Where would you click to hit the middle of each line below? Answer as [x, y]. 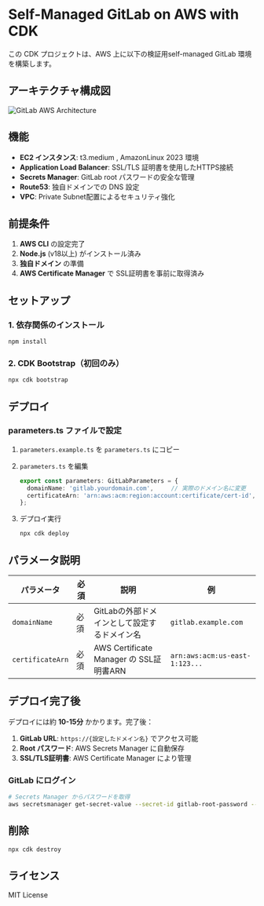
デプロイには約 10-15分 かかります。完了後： [81, 722]
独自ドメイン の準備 [51, 264]
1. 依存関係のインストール [56, 325]
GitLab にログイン [42, 780]
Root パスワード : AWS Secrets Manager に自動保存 [102, 748]
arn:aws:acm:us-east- [211, 656]
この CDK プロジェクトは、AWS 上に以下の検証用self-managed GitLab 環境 [130, 53]
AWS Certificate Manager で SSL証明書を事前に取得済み [112, 273]
